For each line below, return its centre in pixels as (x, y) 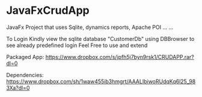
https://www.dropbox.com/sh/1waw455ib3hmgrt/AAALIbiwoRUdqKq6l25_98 (101, 81)
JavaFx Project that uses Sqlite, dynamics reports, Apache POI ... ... (90, 27)
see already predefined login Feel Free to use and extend (77, 45)
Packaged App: (25, 57)
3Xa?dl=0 (18, 87)
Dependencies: (25, 75)
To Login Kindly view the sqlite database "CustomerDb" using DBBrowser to (100, 39)
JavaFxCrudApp (48, 11)
